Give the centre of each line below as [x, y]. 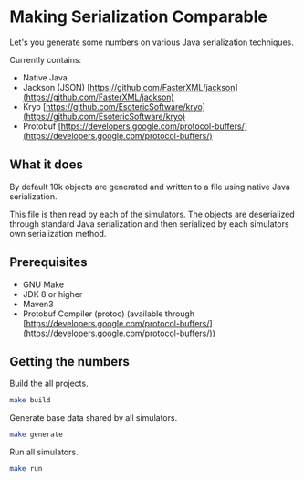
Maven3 [38, 304]
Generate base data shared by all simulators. [94, 418]
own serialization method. [58, 233]
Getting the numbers [70, 362]
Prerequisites [48, 262]
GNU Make [43, 284]
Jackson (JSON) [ [56, 87]
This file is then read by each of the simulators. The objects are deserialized [152, 214]
